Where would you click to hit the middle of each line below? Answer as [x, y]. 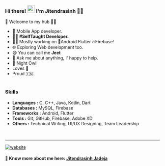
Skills [12, 92]
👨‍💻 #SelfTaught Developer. [40, 36]
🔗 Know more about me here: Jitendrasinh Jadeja [56, 158]
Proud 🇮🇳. [23, 74]
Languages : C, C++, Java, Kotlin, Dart [51, 103]
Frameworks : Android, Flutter [43, 113]
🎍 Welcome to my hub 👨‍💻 [31, 22]
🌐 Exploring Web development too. [48, 47]
